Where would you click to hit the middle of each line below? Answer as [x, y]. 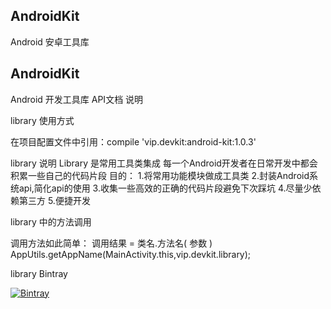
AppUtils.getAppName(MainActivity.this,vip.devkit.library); [131, 254]
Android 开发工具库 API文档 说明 [77, 99]
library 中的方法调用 [51, 221]
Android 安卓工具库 [50, 41]
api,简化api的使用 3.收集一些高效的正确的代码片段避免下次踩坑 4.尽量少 [165, 188]
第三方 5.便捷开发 [54, 200]
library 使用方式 [42, 120]
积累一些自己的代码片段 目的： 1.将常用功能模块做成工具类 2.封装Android [160, 175]
